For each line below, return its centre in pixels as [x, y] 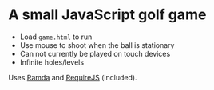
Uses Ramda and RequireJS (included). [73, 77]
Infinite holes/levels [52, 62]
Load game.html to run [56, 37]
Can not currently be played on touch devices [95, 53]
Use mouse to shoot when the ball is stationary [97, 45]
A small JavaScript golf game [107, 15]
